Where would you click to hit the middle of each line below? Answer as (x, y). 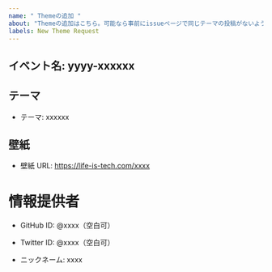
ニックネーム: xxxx (51, 260)
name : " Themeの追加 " (45, 16)
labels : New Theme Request (54, 31)
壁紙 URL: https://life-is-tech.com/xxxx (85, 166)
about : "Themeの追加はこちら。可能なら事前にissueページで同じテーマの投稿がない (132, 23)
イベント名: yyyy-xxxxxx (72, 66)
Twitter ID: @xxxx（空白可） (67, 243)
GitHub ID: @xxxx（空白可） (67, 225)
